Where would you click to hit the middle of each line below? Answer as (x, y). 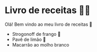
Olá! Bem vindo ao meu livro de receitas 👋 (48, 24)
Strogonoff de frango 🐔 (36, 34)
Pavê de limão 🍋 (29, 39)
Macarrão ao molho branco (41, 44)
